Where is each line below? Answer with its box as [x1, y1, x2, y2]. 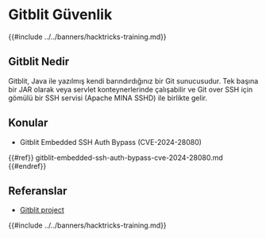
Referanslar [8, 184, 67, 197]
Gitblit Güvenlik [8, 6, 113, 24]
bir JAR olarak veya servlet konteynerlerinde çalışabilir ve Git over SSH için [8, 84, 253, 94]
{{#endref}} [8, 161, 47, 170]
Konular [8, 116, 48, 130]
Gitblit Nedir [8, 55, 70, 68]
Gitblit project [19, 205, 65, 215]
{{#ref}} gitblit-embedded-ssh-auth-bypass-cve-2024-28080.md [8, 153, 224, 162]
